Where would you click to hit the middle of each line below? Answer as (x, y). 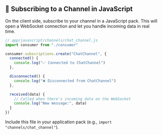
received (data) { (27, 94)
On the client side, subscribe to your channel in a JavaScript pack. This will (81, 21)
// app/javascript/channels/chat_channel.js (51, 40)
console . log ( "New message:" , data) (50, 104)
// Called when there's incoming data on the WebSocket (73, 99)
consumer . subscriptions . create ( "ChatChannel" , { (56, 54)
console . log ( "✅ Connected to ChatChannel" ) (60, 63)
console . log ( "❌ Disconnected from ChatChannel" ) (65, 81)
